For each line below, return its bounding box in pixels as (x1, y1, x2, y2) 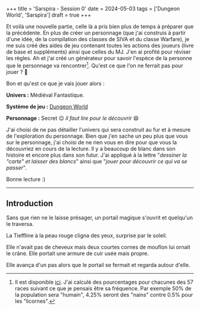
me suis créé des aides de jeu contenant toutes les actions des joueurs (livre (6, 42, 194, 49)
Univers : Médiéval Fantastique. (6, 91, 85, 98)
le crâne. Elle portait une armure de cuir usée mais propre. (6, 250, 149, 257)
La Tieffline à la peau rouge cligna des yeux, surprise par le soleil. (6, 232, 168, 239)
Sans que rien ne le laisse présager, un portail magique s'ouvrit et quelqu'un (6, 214, 193, 221)
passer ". (6, 164, 27, 171)
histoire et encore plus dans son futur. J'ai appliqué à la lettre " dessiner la (6, 151, 187, 159)
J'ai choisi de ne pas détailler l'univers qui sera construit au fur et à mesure (6, 126, 191, 133)
